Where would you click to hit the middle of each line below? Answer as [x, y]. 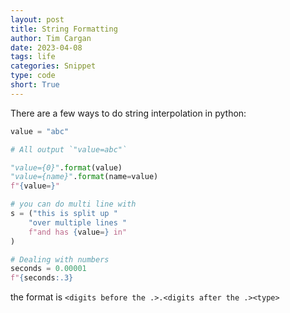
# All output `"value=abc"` [69, 149]
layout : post [37, 19]
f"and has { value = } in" [78, 232]
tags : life [33, 57]
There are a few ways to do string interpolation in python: [128, 113]
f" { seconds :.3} [42, 278]
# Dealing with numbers [60, 259]
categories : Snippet [53, 66]
